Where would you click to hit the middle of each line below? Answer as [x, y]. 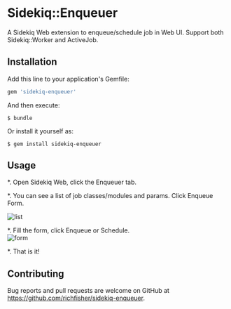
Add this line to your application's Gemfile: [68, 79]
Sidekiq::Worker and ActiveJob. [53, 39]
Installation [32, 62]
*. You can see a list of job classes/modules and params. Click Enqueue [110, 196]
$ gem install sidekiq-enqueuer [54, 144]
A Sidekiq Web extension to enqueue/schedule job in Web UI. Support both [115, 32]
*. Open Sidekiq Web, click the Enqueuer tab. [72, 182]
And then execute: [34, 105]
